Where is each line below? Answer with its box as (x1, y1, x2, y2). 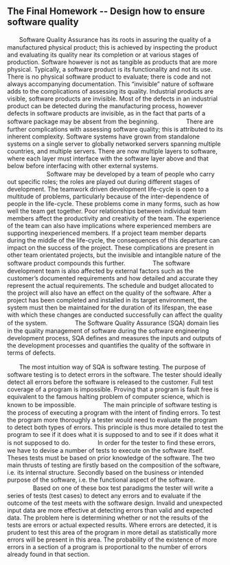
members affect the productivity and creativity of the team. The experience (7, 214, 220, 223)
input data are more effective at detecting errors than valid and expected (7, 506, 213, 514)
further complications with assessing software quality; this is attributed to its (7, 125, 223, 133)
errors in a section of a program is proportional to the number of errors (7, 542, 207, 551)
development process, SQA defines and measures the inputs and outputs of (7, 333, 222, 342)
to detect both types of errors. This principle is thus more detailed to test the (7, 423, 224, 431)
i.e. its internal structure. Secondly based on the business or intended (7, 468, 204, 476)
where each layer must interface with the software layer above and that (7, 154, 209, 163)
